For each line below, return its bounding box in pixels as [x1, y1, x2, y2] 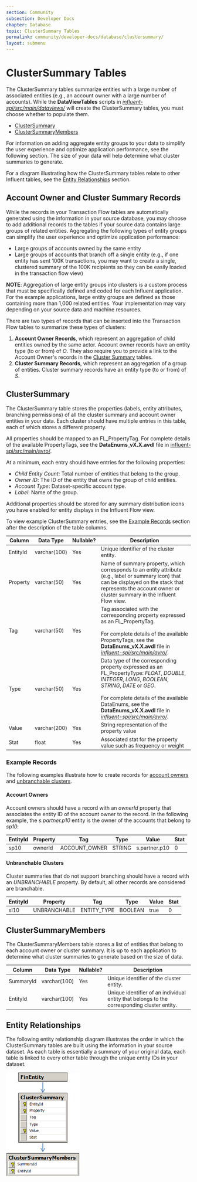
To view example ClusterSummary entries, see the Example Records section [6, 518, 191, 525]
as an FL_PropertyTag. [100, 617, 155, 624]
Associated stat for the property [100, 736, 178, 743]
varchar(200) [35, 724, 67, 731]
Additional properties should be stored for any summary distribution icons [6, 500, 185, 507]
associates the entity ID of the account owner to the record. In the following [6, 810, 189, 817]
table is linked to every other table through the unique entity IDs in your [6, 1054, 178, 1061]
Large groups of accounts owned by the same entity [14, 244, 141, 252]
